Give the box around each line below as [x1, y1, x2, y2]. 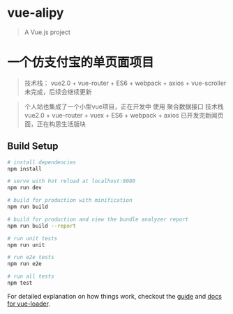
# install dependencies [7, 159, 77, 166]
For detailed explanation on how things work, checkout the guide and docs [7, 292, 222, 300]
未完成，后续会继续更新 [24, 87, 92, 95]
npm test [7, 280, 33, 287]
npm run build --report [7, 222, 77, 229]
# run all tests [7, 273, 54, 280]
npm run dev [7, 185, 42, 191]
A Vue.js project [24, 28, 71, 36]
